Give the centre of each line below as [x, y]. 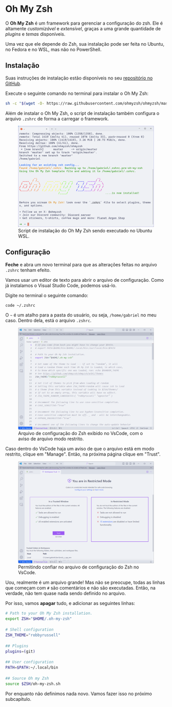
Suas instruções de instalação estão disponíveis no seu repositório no [79, 78]
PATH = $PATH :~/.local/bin [32, 667]
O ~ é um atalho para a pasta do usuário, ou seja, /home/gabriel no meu [81, 315]
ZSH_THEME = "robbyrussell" [33, 635]
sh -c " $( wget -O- [25, 103]
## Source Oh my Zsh [27, 678]
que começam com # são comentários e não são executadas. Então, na [81, 588]
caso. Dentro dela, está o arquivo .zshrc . [48, 321]
